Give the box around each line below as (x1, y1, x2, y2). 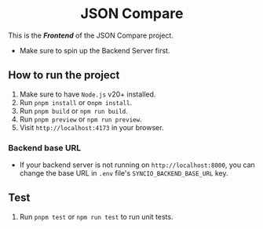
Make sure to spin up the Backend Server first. (19, 45, 170, 55)
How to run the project (8, 68, 120, 82)
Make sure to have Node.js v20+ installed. (19, 89, 156, 99)
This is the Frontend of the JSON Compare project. (8, 31, 174, 40)
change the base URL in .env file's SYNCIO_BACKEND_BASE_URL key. (19, 169, 228, 178)
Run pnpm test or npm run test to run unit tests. (19, 212, 174, 221)
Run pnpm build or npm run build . (19, 106, 128, 115)
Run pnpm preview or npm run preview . (19, 114, 143, 124)
